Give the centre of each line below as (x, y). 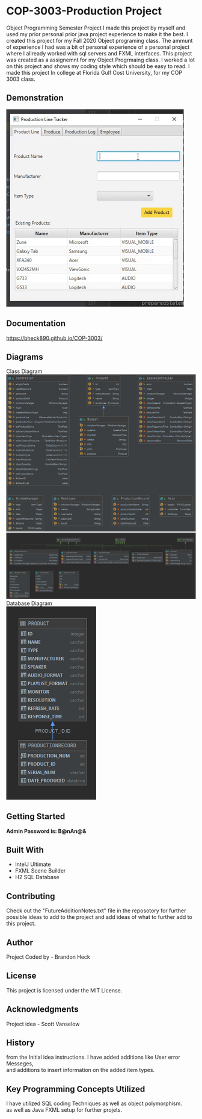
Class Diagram (24, 371)
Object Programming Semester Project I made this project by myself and (96, 28)
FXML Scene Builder (40, 871)
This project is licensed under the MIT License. (64, 990)
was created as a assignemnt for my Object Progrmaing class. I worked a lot (101, 60)
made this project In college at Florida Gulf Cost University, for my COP (94, 72)
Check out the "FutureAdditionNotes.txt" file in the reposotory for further (96, 911)
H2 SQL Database (37, 877)
